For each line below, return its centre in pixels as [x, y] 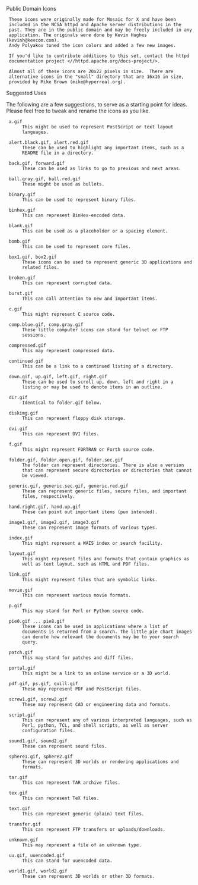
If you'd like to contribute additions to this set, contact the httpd [99, 56]
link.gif [20, 575]
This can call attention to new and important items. [90, 299]
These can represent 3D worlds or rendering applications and [100, 762]
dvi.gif [18, 429]
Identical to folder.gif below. [62, 403]
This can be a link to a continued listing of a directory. [98, 366]
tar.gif [18, 777]
